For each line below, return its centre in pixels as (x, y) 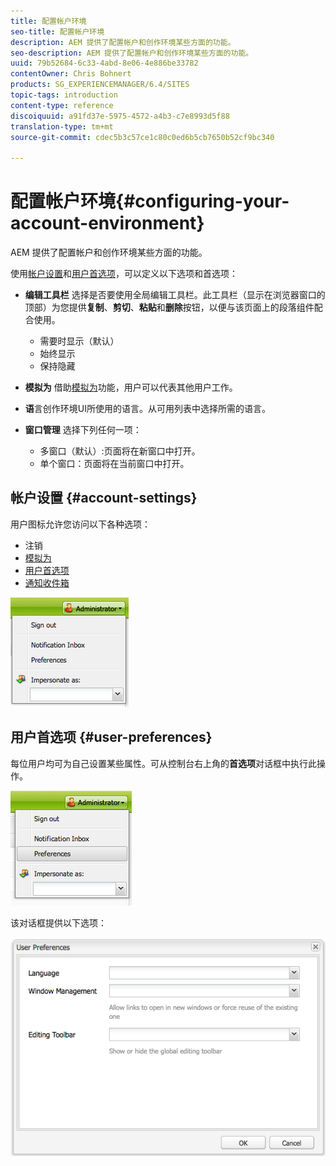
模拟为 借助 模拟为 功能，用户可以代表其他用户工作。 (131, 387)
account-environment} (107, 223)
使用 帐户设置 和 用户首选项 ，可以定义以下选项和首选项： (124, 274)
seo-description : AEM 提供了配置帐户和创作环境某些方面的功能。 (132, 53)
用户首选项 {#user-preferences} (111, 737)
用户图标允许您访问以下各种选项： (80, 524)
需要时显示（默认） (79, 341)
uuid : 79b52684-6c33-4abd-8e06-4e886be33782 (104, 63)
